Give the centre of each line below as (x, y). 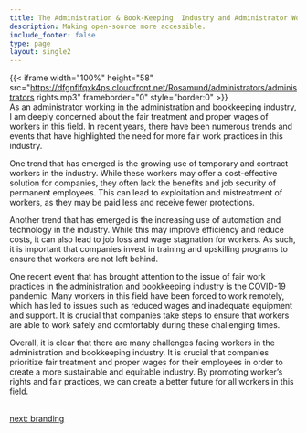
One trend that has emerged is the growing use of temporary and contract (149, 164)
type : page (30, 43)
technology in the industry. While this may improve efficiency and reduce (147, 230)
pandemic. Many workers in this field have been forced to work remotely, (147, 296)
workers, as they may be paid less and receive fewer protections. (132, 203)
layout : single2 (40, 52)
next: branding (37, 419)
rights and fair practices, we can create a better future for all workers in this (152, 382)
